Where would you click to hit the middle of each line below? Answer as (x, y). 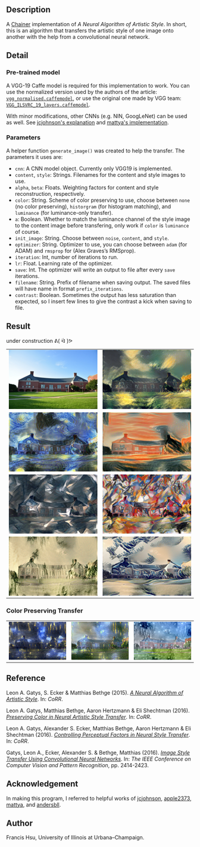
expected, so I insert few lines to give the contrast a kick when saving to (103, 301)
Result (18, 326)
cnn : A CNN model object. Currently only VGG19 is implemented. (93, 168)
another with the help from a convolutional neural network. (78, 37)
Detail (17, 56)
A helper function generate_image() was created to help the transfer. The (96, 151)
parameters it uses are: (35, 157)
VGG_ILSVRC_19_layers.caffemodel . (48, 104)
